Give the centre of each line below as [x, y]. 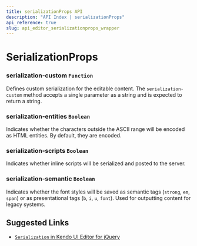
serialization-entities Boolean [48, 116]
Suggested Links [38, 223]
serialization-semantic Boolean [51, 179]
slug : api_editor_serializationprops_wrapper [63, 28]
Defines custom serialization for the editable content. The [76, 88]
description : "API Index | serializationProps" [66, 17]
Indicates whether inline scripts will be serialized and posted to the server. [96, 163]
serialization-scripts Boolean [47, 150]
